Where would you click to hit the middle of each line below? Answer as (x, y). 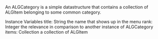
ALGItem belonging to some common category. (53, 12)
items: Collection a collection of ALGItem (46, 32)
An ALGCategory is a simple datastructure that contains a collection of (77, 7)
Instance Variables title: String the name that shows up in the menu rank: (79, 22)
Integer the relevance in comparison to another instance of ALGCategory (79, 27)
